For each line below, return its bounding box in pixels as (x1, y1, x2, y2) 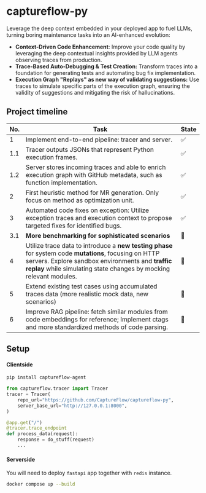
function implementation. (25, 178, 98, 187)
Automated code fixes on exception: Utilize (25, 206, 149, 215)
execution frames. (25, 152, 78, 161)
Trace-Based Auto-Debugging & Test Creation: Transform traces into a (15, 63, 198, 70)
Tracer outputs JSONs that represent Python (25, 145, 154, 154)
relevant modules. (25, 272, 77, 280)
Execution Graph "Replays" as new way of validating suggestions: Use (15, 76, 199, 83)
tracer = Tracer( (6, 392, 51, 398)
